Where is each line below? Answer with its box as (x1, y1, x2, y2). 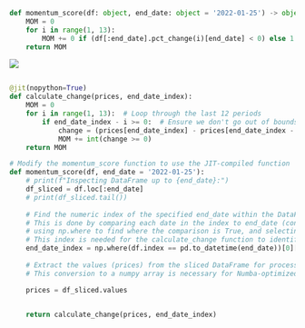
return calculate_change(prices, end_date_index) (25, 310, 218, 319)
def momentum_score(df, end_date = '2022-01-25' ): (9, 168, 205, 177)
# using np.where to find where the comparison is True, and (25, 227, 261, 236)
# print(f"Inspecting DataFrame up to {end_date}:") (25, 176, 230, 185)
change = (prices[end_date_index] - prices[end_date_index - (57, 125, 295, 135)
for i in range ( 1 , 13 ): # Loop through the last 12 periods (25, 109, 261, 118)
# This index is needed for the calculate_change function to (25, 235, 266, 244)
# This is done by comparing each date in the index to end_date (25, 218, 279, 227)
